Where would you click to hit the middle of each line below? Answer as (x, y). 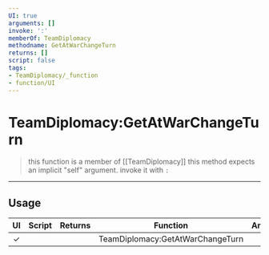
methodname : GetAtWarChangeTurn (62, 46)
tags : (17, 68)
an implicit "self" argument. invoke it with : (98, 170)
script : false (32, 61)
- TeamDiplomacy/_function (53, 75)
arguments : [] (32, 23)
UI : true (23, 16)
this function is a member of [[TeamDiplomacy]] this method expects (141, 162)
